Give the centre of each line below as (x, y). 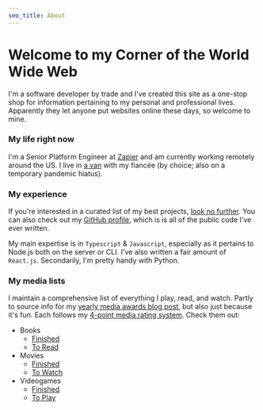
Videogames (40, 381)
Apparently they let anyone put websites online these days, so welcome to (130, 110)
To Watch (47, 373)
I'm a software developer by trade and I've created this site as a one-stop (128, 94)
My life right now (42, 140)
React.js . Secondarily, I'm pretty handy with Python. (94, 261)
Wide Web (43, 71)
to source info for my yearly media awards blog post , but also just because (130, 307)
